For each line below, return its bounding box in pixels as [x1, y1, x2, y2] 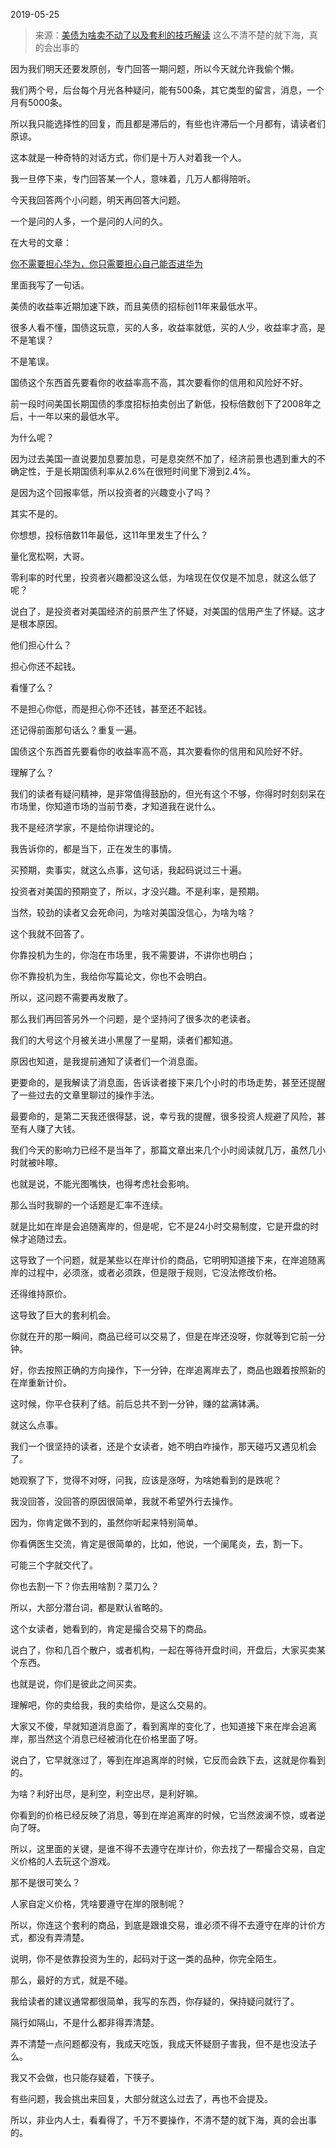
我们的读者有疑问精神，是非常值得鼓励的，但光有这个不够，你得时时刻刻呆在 [10, 788, 326, 799]
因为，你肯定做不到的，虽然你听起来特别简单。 [10, 1517, 203, 1528]
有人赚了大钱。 [18, 1123, 81, 1134]
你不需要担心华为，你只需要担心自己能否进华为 [10, 258, 203, 269]
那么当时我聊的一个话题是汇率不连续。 [10, 1199, 168, 1211]
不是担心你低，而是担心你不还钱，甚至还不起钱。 [10, 703, 212, 714]
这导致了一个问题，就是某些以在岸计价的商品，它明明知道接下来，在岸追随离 [10, 1254, 326, 1266]
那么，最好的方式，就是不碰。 [10, 1974, 133, 1986]
